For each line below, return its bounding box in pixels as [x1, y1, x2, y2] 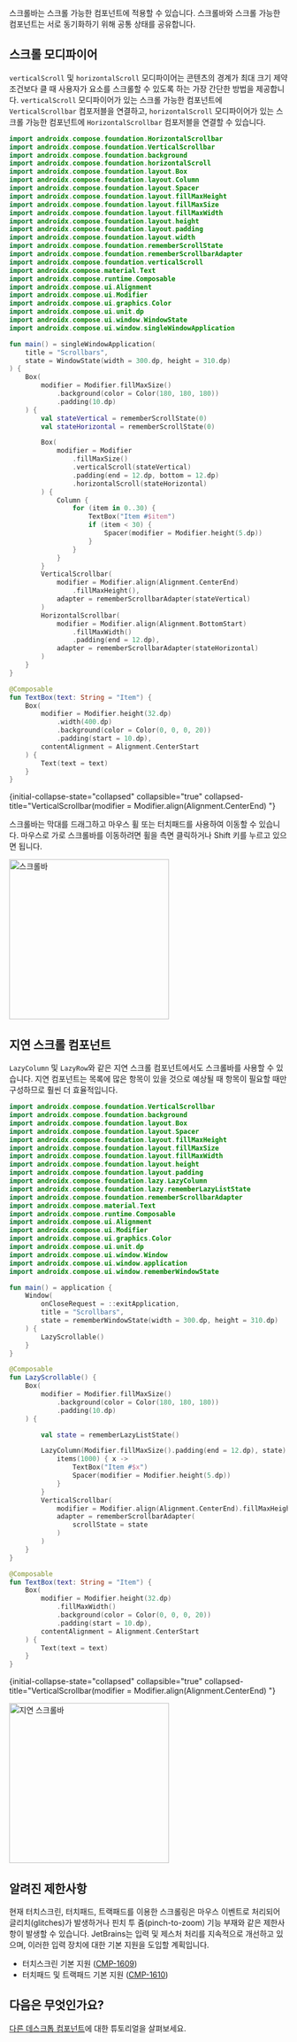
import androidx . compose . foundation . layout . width [9, 233, 196, 242]
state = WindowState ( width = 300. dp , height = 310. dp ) [25, 356, 232, 365]
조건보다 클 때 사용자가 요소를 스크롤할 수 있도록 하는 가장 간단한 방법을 [9, 83, 255, 94]
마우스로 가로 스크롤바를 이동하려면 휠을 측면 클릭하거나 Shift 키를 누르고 [20, 830, 271, 841]
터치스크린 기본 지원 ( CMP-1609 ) [21, 1958, 138, 1968]
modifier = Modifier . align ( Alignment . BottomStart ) [56, 619, 247, 628]
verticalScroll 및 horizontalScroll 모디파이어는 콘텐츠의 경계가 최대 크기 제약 [9, 72, 288, 82]
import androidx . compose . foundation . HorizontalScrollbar [9, 134, 224, 144]
